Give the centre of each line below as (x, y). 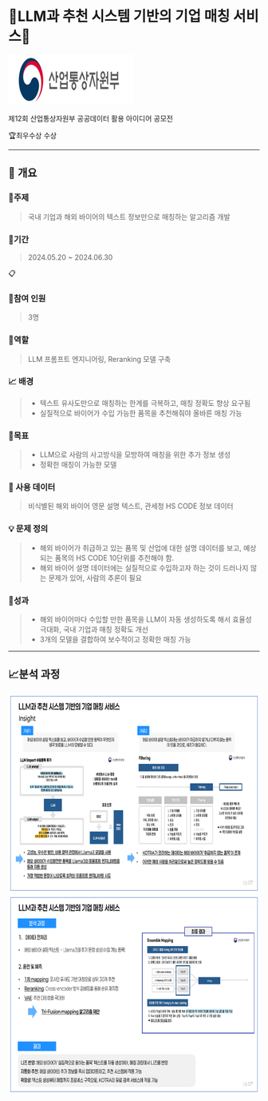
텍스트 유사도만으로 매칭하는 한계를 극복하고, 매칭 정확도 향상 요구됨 (145, 403)
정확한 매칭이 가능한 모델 (78, 465)
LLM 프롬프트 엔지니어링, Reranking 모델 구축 (99, 359)
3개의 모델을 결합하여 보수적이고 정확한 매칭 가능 (115, 639)
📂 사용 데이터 (32, 487)
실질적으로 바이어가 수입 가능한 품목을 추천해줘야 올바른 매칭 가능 (141, 413)
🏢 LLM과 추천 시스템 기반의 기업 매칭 (119, 16)
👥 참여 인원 (27, 298)
